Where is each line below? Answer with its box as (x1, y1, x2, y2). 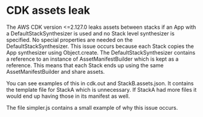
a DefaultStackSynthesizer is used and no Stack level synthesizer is (6, 29, 175, 37)
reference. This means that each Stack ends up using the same (6, 61, 164, 69)
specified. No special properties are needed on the (6, 36, 133, 43)
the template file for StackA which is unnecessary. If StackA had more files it (6, 86, 197, 93)
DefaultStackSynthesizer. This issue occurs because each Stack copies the (6, 43, 195, 50)
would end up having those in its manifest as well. (6, 92, 130, 100)
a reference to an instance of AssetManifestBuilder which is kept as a (6, 55, 179, 62)
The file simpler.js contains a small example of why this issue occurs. (6, 104, 178, 111)
